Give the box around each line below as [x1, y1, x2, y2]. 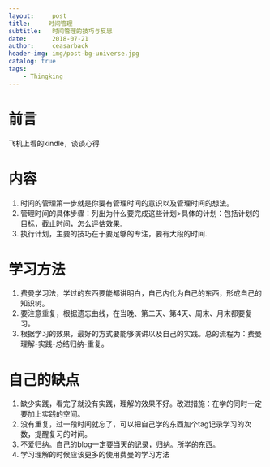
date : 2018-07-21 [8, 34, 89, 43]
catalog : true [8, 58, 57, 66]
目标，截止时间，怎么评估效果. [19, 218, 122, 228]
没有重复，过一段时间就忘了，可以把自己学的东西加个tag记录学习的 [19, 419, 245, 429]
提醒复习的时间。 [34, 430, 92, 439]
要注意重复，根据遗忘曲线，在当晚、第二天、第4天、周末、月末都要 [19, 309, 246, 318]
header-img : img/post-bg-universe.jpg [8, 50, 139, 58]
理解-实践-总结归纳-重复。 [19, 339, 109, 349]
